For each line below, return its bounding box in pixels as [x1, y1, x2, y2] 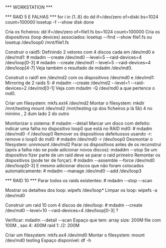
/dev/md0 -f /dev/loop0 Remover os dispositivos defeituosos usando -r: [5, 131, 153, 136]
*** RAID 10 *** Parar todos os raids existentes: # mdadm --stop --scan [5, 178, 153, 183]
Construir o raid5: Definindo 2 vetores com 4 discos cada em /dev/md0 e [5, 49, 155, 55]
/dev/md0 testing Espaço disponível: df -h [5, 238, 91, 243]
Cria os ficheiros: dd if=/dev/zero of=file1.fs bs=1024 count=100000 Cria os [5, 29, 160, 34]
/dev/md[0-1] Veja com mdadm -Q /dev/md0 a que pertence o [28, 85, 155, 91]
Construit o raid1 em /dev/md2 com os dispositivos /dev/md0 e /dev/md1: [5, 75, 155, 80]
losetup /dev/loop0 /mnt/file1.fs [5, 39, 69, 45]
